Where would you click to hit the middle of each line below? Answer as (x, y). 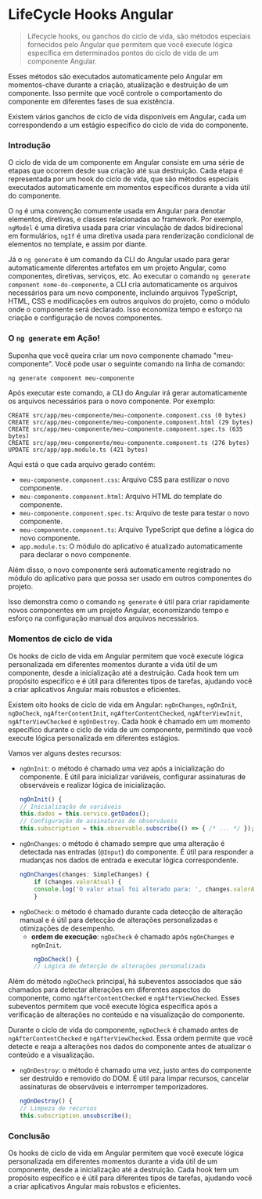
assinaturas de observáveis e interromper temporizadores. (114, 1087)
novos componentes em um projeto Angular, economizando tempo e (118, 610)
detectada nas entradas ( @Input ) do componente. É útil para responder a (136, 852)
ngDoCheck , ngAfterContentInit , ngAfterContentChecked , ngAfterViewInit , (126, 712)
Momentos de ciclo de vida (60, 639)
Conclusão (29, 1135)
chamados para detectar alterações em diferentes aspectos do (109, 989)
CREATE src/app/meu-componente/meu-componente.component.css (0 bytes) (127, 416)
